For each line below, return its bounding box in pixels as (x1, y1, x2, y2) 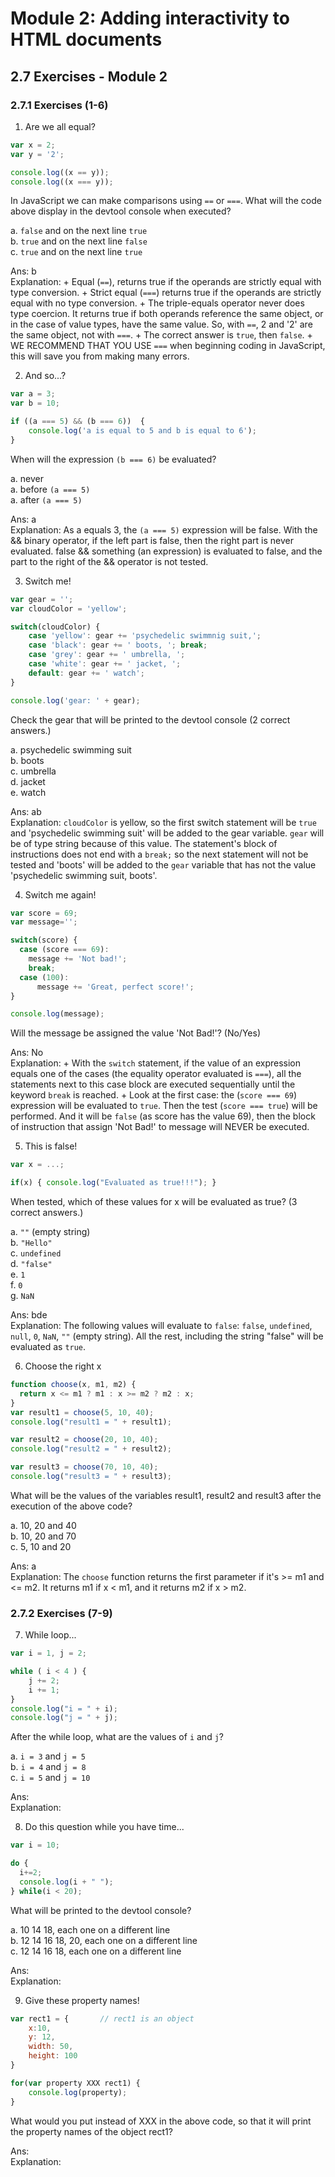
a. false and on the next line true (10, 225, 148, 237)
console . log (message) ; (10, 1009, 105, 1019)
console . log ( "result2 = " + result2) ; (10, 1444, 172, 1454)
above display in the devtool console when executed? (10, 205, 232, 217)
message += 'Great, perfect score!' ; (36, 982, 195, 992)
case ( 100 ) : (19, 972, 70, 982)
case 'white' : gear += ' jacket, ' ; (28, 659, 182, 669)
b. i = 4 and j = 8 (10, 1761, 87, 1773)
